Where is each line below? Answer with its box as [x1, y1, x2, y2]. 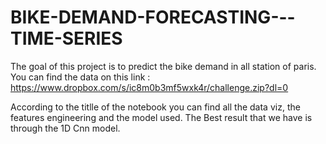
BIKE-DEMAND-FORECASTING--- [10, 6, 296, 29]
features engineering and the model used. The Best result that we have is [10, 111, 313, 123]
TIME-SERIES [10, 27, 123, 50]
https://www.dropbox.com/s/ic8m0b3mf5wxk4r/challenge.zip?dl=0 [10, 81, 289, 93]
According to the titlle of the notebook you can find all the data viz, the [10, 101, 301, 113]
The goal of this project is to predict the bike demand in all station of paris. [10, 60, 317, 72]
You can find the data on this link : [10, 71, 151, 83]
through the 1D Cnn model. [10, 122, 121, 134]
